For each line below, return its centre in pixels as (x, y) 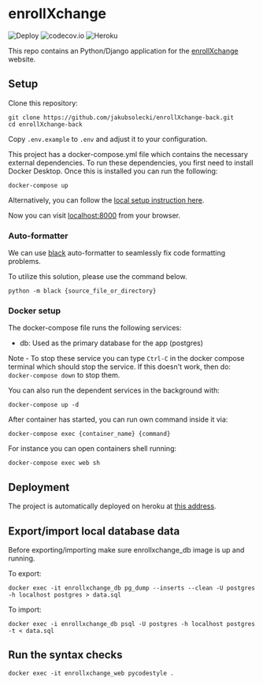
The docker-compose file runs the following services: (95, 328)
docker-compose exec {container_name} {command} (89, 434)
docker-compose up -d (44, 405)
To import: (25, 609)
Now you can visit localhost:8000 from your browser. (94, 215)
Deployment (39, 487)
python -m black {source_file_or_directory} (82, 291)
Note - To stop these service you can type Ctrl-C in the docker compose (126, 359)
